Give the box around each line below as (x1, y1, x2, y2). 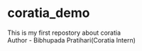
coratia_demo (7, 5, 90, 21)
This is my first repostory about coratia (7, 28, 121, 37)
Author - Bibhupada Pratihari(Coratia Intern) (7, 35, 136, 44)
